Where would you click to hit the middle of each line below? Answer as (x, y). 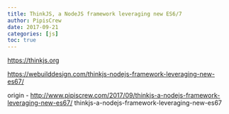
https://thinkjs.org (33, 60)
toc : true (22, 40)
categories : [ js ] (33, 34)
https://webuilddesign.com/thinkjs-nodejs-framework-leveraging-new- (111, 74)
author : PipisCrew (34, 21)
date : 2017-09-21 (33, 27)
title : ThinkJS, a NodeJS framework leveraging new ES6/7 (95, 14)
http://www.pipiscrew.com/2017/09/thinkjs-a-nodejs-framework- (125, 96)
